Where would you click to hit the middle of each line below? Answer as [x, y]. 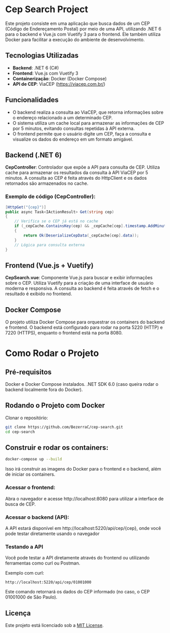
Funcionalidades [32, 100]
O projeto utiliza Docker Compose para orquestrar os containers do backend [85, 322]
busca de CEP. [20, 504]
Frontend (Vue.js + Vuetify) [49, 265]
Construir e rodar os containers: [57, 447]
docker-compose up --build [34, 459]
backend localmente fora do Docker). [44, 390]
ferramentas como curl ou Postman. [43, 563]
